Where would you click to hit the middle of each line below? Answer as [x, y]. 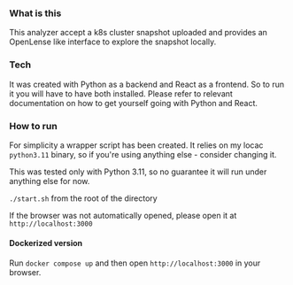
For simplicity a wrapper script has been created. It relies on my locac [136, 145]
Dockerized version [46, 243]
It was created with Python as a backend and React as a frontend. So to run [147, 84]
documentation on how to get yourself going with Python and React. [134, 103]
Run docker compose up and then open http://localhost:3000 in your [135, 263]
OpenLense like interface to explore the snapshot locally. [113, 42]
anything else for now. [50, 181]
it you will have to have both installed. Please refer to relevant [121, 93]
